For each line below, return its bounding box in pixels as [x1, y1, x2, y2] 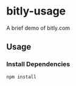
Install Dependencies [6, 60, 71, 68]
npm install [6, 74, 36, 80]
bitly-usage [6, 4, 66, 18]
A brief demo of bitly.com [6, 24, 71, 31]
